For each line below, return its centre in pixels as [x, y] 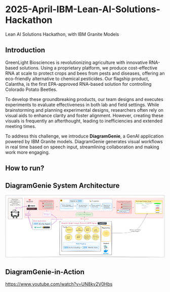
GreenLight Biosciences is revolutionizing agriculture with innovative [76, 62]
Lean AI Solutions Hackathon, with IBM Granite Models [62, 34]
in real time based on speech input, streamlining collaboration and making [82, 147]
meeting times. [21, 126]
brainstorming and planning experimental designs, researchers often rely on [84, 110]
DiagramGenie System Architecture [62, 186]
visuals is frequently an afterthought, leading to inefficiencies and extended [84, 121]
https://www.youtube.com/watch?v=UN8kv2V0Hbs [59, 284]
